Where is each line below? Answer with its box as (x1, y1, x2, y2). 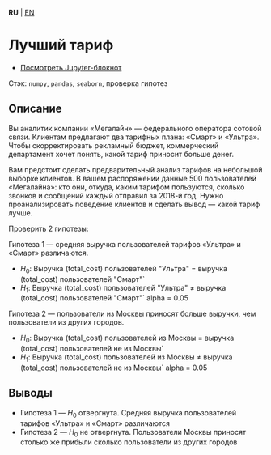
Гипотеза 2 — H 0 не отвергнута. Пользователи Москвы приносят (19, 427, 247, 439)
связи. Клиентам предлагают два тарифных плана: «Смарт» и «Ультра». (8, 132, 260, 142)
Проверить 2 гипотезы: (8, 223, 89, 233)
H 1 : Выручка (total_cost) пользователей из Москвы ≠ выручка (19, 352, 233, 364)
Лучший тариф (8, 36, 114, 54)
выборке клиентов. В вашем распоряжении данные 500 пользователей (8, 173, 257, 183)
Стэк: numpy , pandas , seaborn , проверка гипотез (8, 78, 168, 88)
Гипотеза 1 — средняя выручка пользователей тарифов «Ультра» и (8, 239, 241, 249)
